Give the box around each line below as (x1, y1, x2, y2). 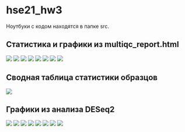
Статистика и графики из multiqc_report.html (6, 40, 179, 49)
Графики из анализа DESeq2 (6, 104, 115, 114)
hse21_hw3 (6, 3, 62, 17)
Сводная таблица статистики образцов (6, 73, 158, 83)
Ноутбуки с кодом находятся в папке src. (6, 23, 110, 30)
